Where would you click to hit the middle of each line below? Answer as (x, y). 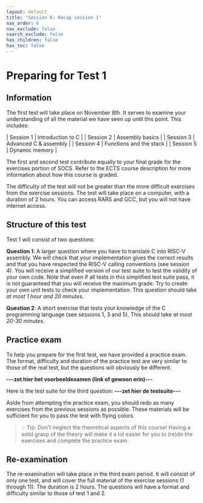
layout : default (27, 12)
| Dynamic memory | (32, 150)
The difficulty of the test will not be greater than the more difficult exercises (101, 186)
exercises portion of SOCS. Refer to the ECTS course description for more (99, 168)
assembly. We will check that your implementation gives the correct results (100, 258)
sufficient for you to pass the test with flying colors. (71, 415)
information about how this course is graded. (62, 175)
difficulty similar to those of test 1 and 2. (56, 493)
